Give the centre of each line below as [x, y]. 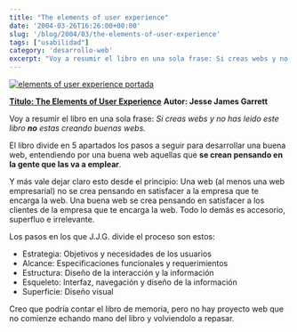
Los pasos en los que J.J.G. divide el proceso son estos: [112, 236]
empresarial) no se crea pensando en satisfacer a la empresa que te [134, 191]
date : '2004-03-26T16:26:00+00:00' [75, 26]
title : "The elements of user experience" [89, 17]
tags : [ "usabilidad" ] [49, 42]
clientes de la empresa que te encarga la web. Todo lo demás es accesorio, [148, 210]
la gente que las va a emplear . [65, 164]
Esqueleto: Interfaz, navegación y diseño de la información [130, 282]
